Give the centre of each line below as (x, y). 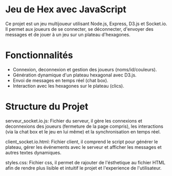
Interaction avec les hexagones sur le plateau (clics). (69, 86)
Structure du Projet (47, 107)
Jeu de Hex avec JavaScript (66, 9)
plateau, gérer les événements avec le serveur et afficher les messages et (83, 147)
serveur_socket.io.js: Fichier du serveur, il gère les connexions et (74, 121)
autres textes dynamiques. (33, 152)
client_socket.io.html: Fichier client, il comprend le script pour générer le (82, 142)
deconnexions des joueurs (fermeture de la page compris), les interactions (84, 126)
